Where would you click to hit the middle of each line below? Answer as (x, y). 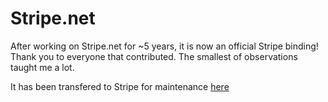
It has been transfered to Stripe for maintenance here (120, 86)
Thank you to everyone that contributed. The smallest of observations (154, 56)
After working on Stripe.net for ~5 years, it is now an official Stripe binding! (164, 46)
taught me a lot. (42, 67)
